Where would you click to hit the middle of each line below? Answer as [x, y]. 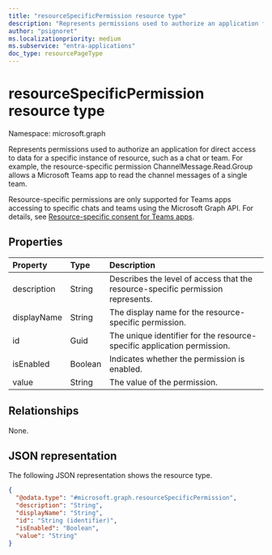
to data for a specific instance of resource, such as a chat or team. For [126, 157]
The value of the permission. [164, 382]
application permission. [186, 346]
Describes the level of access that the [181, 278]
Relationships [44, 411]
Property [30, 265]
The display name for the [157, 312]
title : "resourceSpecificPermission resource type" [97, 16]
